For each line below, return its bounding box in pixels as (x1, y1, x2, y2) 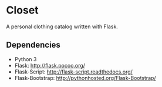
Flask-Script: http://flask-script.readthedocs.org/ (14, 68, 133, 75)
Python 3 (14, 55, 37, 62)
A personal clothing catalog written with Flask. (6, 23, 119, 30)
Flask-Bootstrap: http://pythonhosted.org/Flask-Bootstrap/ (14, 74, 157, 81)
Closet (6, 4, 39, 17)
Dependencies (6, 40, 60, 50)
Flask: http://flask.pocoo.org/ (14, 62, 85, 69)
